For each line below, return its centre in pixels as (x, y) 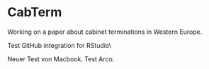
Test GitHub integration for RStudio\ (60, 45)
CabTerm (35, 12)
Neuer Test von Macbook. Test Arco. (61, 59)
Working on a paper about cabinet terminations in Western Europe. (105, 32)
